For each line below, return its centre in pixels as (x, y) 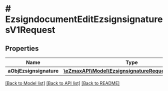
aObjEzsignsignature (33, 71)
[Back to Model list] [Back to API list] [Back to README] (62, 83)
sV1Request (30, 30)
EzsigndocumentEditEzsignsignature (84, 19)
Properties (22, 48)
